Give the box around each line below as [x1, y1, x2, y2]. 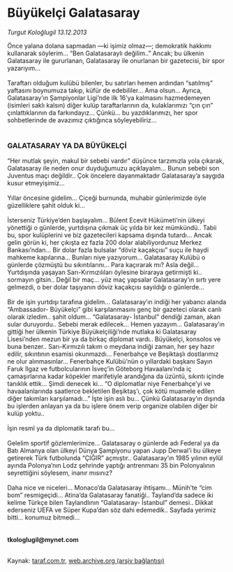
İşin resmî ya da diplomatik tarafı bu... [7, 424, 115, 433]
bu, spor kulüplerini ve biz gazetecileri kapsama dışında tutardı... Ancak [7, 231, 213, 239]
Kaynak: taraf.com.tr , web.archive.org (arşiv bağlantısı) [7, 557, 165, 565]
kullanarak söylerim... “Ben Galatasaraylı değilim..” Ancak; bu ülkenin [7, 49, 204, 57]
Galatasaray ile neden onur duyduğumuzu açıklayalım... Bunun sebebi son [7, 164, 220, 173]
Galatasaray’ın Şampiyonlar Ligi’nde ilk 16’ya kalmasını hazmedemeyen [7, 93, 211, 102]
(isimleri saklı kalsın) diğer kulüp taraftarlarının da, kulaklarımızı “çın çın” [7, 101, 213, 109]
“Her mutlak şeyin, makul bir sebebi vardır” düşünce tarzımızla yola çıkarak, [7, 157, 225, 165]
